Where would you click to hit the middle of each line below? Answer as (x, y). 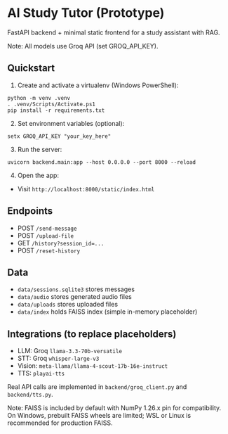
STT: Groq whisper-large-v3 (58, 358)
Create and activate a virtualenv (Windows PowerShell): (98, 85)
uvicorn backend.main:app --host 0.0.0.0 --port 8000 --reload (102, 162)
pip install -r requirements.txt (56, 110)
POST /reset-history (49, 250)
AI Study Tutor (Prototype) (86, 13)
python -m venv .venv (39, 98)
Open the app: (38, 175)
